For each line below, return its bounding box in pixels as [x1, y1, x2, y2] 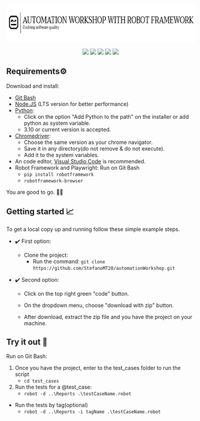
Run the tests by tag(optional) [14, 401, 89, 409]
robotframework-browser [23, 178, 84, 184]
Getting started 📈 [6, 206, 74, 217]
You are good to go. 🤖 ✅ [6, 188, 64, 196]
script [14, 371, 30, 378]
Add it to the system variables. [23, 151, 99, 158]
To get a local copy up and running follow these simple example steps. [6, 225, 180, 233]
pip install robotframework [23, 172, 94, 178]
